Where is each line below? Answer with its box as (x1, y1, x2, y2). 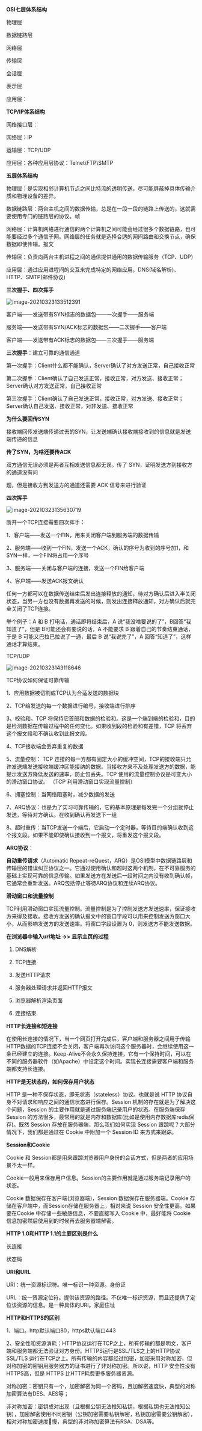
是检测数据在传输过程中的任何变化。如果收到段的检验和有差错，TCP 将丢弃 (6, 722, 192, 730)
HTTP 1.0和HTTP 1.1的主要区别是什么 (6, 1230, 99, 1237)
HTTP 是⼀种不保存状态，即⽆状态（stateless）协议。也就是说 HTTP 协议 (6, 1091, 188, 1098)
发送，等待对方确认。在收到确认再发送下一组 (6, 811, 117, 818)
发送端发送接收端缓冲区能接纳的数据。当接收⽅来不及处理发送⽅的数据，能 (11, 763, 196, 770)
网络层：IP (6, 134, 32, 141)
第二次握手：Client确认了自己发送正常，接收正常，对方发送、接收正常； (6, 375, 185, 381)
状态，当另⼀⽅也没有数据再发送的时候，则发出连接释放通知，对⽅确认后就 (6, 598, 191, 605)
